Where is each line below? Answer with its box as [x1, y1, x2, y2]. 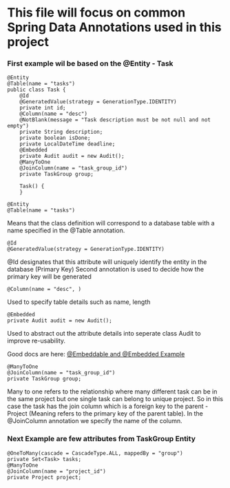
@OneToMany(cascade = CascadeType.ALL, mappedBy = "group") [7, 449, 184, 456]
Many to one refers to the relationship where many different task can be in [7, 387, 218, 396]
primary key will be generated [7, 272, 92, 281]
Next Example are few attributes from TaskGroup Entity [7, 434, 196, 444]
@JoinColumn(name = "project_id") [7, 467, 107, 475]
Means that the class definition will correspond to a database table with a [7, 219, 215, 227]
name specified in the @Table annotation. [7, 226, 125, 235]
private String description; [19, 129, 103, 136]
